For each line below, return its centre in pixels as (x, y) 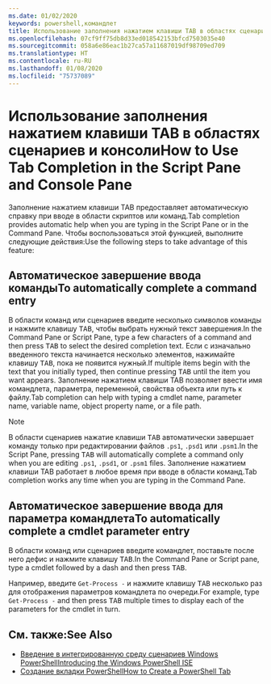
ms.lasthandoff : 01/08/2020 (56, 69)
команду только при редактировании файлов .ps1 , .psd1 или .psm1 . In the (133, 446)
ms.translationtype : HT (48, 53)
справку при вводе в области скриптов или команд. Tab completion (124, 216)
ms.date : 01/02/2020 (43, 16)
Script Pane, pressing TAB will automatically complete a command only (126, 454)
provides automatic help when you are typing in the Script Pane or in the (129, 224)
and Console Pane (71, 185)
